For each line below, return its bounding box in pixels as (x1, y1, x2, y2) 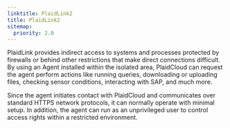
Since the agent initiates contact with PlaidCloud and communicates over (7, 91, 216, 100)
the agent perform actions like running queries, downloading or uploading (7, 71, 218, 79)
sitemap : (7, 23, 33, 30)
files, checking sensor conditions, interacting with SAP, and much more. (7, 77, 213, 86)
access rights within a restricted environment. (7, 113, 138, 122)
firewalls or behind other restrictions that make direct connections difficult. (7, 56, 220, 64)
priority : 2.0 (13, 29, 54, 37)
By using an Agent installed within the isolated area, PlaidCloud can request (7, 63, 223, 71)
